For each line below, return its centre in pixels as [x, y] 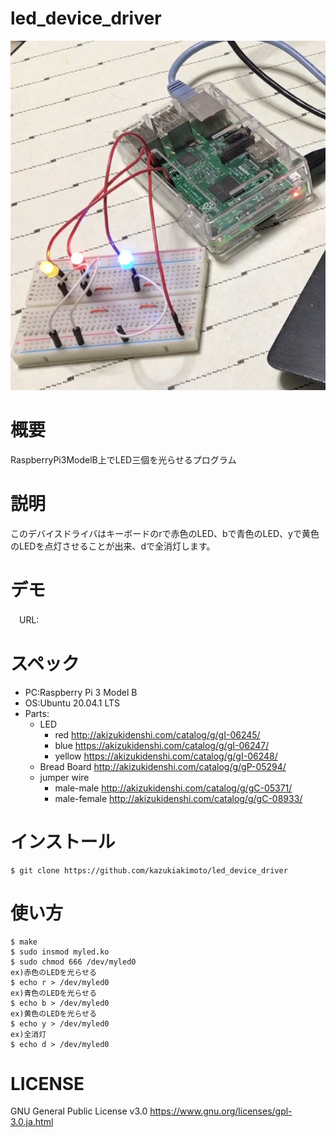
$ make [24, 942]
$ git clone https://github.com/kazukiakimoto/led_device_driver [149, 870]
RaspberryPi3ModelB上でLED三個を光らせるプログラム [123, 459]
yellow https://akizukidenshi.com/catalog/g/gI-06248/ [166, 756]
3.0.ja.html [32, 1122]
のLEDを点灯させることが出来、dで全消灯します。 [113, 546]
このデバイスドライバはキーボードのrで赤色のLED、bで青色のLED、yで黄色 [165, 533]
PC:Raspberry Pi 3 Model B [81, 692]
